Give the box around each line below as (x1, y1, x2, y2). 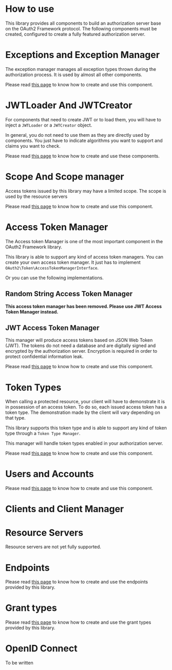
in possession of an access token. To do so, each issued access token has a (5, 404, 167, 410)
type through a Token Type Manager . (5, 430, 81, 437)
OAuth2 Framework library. (5, 244, 63, 250)
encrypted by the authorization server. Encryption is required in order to (5, 348, 158, 354)
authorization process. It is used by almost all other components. (5, 71, 143, 78)
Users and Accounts (5, 468, 94, 480)
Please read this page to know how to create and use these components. (5, 153, 160, 159)
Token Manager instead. (5, 309, 59, 315)
